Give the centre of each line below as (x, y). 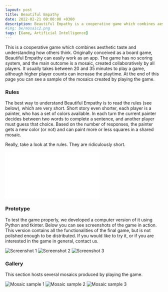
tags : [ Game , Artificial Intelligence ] (47, 33)
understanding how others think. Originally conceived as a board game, (79, 52)
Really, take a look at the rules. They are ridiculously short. (65, 144)
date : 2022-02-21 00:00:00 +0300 (40, 19)
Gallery (14, 263)
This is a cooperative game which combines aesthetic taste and (71, 47)
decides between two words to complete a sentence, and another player (80, 119)
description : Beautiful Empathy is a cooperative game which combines (80, 24)
